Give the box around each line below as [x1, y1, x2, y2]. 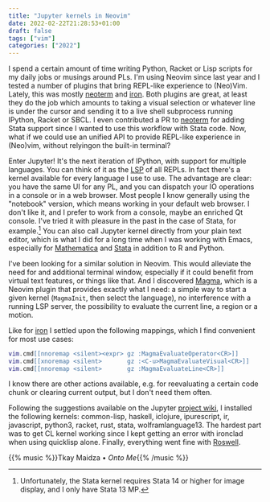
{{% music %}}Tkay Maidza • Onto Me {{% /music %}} [8, 453, 189, 463]
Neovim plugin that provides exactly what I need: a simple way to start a [8, 284, 247, 294]
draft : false [8, 27, 52, 35]
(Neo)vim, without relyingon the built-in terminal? [8, 141, 171, 150]
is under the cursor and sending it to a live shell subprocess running [8, 106, 233, 117]
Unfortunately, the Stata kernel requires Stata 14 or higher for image [19, 476, 245, 486]
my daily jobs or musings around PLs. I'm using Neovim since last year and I [8, 72, 260, 82]
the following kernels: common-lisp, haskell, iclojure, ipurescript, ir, [8, 412, 231, 422]
